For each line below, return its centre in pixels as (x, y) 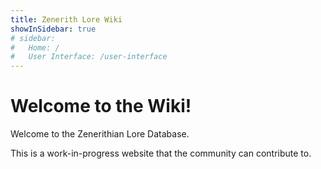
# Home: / (35, 47)
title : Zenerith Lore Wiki (66, 19)
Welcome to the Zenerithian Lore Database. (100, 134)
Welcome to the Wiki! (101, 106)
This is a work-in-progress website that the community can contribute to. (161, 153)
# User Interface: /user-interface (89, 57)
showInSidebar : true (53, 29)
